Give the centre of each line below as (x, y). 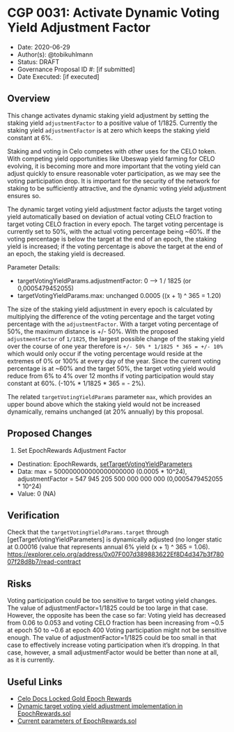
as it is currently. (31, 660)
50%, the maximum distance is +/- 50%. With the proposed (93, 331)
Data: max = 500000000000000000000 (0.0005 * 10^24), (102, 471)
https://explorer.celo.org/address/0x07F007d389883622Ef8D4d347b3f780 (116, 554)
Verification (33, 515)
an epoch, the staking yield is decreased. (66, 253)
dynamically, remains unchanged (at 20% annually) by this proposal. (106, 411)
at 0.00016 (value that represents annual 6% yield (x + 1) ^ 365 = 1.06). (109, 547)
